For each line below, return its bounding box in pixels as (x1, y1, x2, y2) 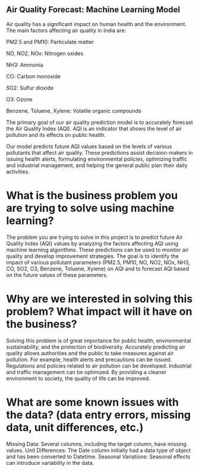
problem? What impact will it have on (6, 305, 192, 318)
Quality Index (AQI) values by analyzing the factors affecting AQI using (6, 240, 179, 247)
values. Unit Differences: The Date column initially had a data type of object (6, 447, 191, 454)
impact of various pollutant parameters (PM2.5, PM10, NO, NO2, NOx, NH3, (6, 259, 190, 266)
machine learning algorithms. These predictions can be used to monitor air (6, 246, 189, 253)
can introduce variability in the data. (6, 459, 94, 466)
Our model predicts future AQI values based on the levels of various (6, 142, 172, 150)
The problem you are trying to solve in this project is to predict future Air (6, 234, 183, 241)
